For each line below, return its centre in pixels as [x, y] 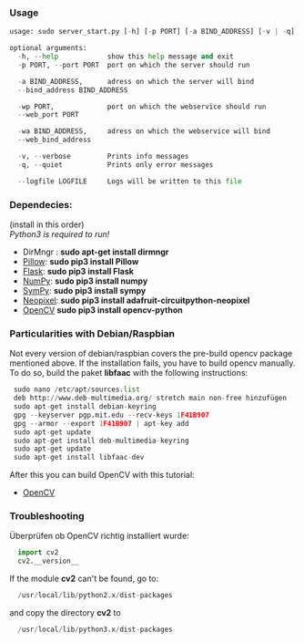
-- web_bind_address [55, 140]
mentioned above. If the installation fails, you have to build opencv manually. [152, 363]
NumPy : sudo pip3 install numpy [85, 281]
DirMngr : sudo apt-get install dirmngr [96, 252]
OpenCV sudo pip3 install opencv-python [103, 310]
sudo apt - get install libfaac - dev [79, 458]
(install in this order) [47, 224]
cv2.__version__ [48, 561]
